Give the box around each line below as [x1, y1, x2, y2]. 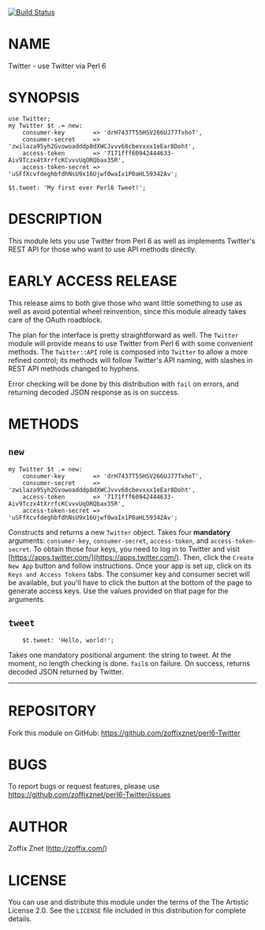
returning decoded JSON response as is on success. [8, 387, 180, 397]
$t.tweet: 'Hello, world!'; [22, 636, 114, 644]
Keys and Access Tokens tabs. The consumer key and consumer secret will [8, 569, 250, 579]
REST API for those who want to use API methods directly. [8, 245, 197, 254]
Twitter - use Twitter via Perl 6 [8, 61, 106, 70]
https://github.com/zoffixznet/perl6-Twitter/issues [8, 790, 171, 800]
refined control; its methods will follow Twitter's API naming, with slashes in [8, 355, 253, 364]
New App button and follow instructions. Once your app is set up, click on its [8, 561, 252, 570]
